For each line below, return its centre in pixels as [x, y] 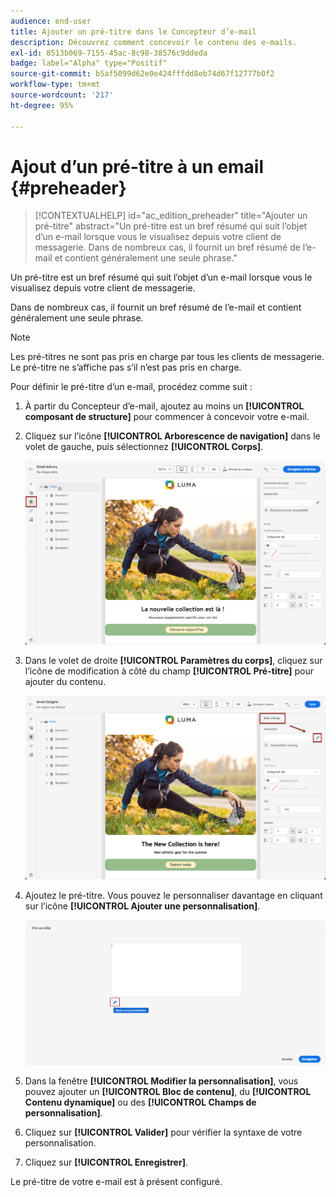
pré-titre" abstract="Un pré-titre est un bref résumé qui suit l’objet [171, 226]
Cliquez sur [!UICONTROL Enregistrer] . [106, 1162]
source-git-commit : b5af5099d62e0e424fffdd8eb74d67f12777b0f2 [142, 74]
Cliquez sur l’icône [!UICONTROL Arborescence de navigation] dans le [172, 436]
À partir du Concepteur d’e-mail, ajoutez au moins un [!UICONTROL [164, 406]
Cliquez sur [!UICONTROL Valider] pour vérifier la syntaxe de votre [163, 1132]
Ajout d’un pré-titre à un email [137, 166]
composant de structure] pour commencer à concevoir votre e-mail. [167, 417]
